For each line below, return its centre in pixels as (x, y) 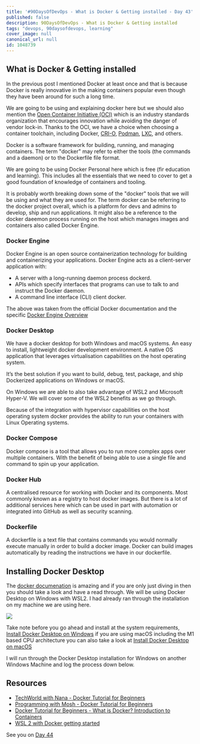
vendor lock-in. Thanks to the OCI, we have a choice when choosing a (93, 127)
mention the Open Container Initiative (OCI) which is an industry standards (98, 114)
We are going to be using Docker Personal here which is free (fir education (98, 169)
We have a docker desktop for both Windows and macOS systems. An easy (99, 344)
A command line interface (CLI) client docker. (70, 297)
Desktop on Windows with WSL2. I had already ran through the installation (98, 598)
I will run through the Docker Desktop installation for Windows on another (96, 658)
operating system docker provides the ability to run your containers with (95, 417)
